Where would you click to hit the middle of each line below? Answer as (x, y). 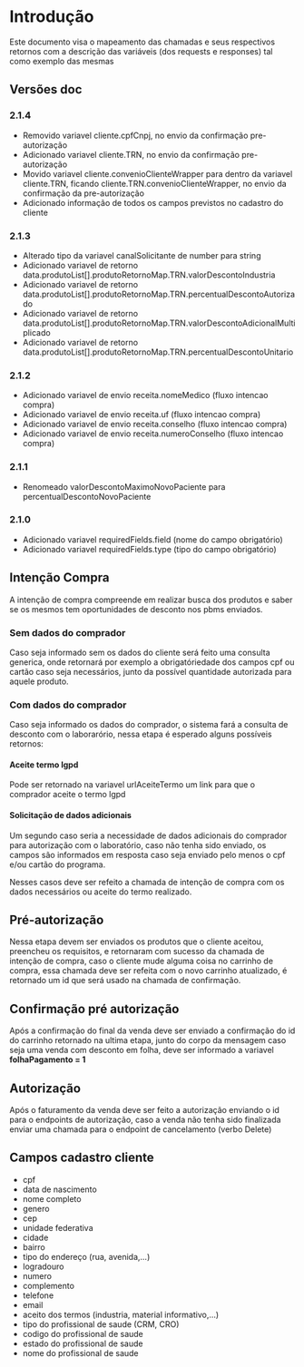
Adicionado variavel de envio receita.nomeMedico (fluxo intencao (145, 395)
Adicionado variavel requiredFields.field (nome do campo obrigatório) (152, 539)
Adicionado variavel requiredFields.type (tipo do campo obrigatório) (149, 549)
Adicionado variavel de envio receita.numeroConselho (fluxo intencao (153, 434)
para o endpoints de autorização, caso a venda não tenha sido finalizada (145, 1120)
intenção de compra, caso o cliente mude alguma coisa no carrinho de (142, 961)
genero (36, 1208)
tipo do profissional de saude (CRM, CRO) (101, 1324)
